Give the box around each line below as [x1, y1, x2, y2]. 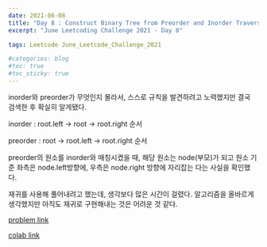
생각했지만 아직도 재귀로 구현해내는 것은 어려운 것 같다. [8, 199, 178, 208]
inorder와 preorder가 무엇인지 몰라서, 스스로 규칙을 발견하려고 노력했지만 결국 [8, 92, 251, 101]
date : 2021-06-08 [8, 11, 66, 20]
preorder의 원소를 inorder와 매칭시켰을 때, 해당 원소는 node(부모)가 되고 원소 [8, 152, 249, 162]
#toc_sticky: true [8, 70, 69, 78]
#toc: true [8, 63, 44, 70]
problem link [8, 215, 49, 224]
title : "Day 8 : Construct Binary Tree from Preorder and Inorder [8, 19, 233, 27]
